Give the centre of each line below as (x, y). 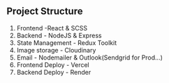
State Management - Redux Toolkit (66, 43)
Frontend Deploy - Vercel (53, 64)
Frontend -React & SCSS (52, 28)
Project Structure (45, 11)
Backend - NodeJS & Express (59, 35)
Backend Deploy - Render (54, 72)
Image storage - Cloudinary (56, 50)
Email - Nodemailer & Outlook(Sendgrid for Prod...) (90, 57)
